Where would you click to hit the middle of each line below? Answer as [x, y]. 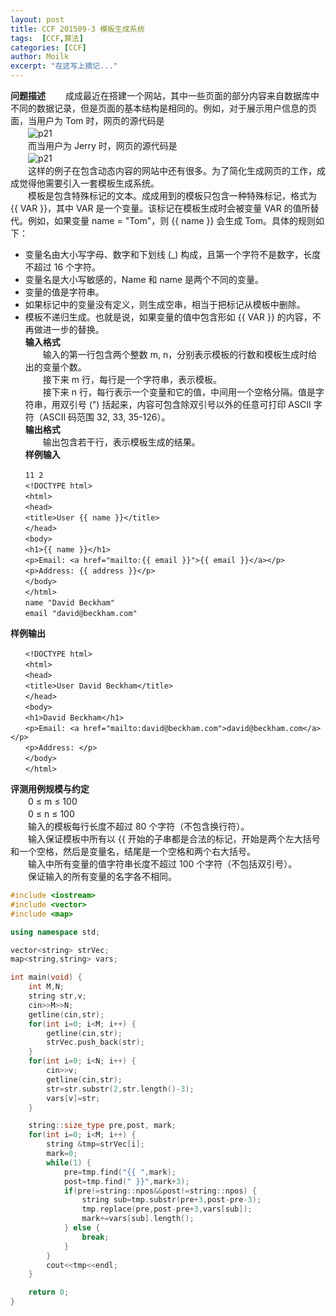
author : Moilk [40, 57]
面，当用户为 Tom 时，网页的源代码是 [87, 120]
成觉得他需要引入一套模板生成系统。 [85, 183]
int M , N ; [46, 987]
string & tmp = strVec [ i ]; [95, 1144]
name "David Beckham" [69, 603]
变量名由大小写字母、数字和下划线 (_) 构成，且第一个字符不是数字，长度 [173, 254]
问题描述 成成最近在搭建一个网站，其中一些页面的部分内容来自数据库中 [165, 95]
